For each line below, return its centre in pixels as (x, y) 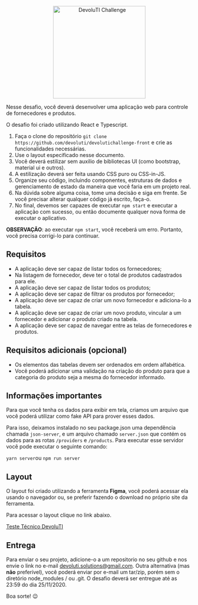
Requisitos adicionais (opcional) (66, 350)
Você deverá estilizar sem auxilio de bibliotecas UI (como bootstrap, (98, 161)
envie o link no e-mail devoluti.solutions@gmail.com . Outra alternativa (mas (98, 566)
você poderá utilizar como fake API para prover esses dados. (80, 416)
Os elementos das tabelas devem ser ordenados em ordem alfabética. (100, 364)
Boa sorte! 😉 (22, 596)
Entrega (21, 545)
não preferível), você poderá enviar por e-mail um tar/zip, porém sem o (93, 572)
